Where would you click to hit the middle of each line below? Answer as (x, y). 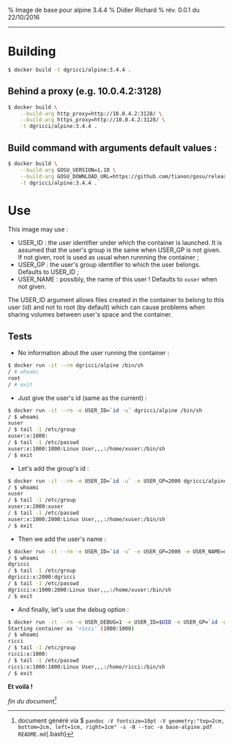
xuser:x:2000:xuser (36, 507)
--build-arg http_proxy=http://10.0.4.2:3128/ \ (91, 114)
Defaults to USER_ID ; (49, 272)
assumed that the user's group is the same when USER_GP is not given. (119, 250)
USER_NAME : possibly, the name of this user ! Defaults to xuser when (117, 279)
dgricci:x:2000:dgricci (42, 577)
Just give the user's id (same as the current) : (82, 398)
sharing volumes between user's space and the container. (90, 315)
